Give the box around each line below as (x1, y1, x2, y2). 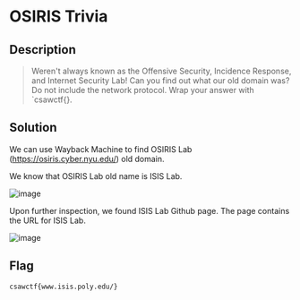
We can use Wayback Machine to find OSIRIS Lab (9, 143, 193, 154)
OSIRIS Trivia (9, 6, 108, 27)
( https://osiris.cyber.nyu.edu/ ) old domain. (9, 153, 165, 164)
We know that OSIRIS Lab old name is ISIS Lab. (9, 170, 183, 181)
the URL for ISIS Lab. (9, 215, 87, 226)
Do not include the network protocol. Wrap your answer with (30, 85, 255, 95)
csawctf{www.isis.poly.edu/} (9, 282, 118, 291)
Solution (9, 120, 57, 135)
